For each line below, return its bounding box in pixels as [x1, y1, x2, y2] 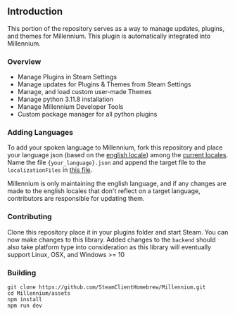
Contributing [7, 212, 52, 222]
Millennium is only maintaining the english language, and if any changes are [7, 179, 227, 188]
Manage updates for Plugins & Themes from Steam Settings [17, 80, 191, 88]
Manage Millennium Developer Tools [17, 103, 124, 111]
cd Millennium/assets [7, 290, 71, 297]
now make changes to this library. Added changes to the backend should [7, 235, 216, 244]
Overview [7, 56, 42, 66]
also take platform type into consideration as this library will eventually [7, 242, 212, 251]
